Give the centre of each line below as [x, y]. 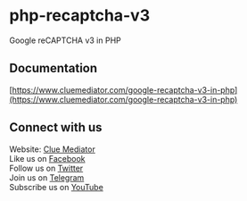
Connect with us [56, 127]
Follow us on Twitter [46, 168]
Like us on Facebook [47, 158]
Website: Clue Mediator [52, 149]
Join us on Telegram [47, 177]
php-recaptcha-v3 [79, 16]
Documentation [54, 68]
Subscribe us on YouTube [57, 187]
